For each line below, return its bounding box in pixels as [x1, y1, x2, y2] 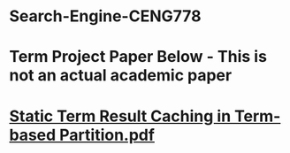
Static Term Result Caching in [9, 106, 232, 126]
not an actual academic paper [9, 65, 233, 86]
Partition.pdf [58, 125, 155, 145]
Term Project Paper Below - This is [9, 47, 268, 67]
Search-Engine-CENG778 [9, 6, 202, 27]
